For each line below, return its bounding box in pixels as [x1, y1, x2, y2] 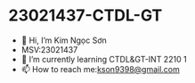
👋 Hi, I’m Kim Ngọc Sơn [20, 35, 108, 46]
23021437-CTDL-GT [8, 5, 163, 26]
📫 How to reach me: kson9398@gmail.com [20, 63, 180, 74]
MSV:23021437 [20, 44, 78, 54]
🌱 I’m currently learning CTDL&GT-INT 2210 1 [20, 54, 188, 64]
